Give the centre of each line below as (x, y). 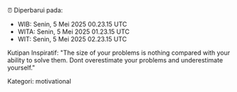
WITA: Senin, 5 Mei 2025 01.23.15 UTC (73, 32)
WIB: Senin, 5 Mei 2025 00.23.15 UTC (72, 24)
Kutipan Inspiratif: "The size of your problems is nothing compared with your (119, 53)
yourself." (21, 67)
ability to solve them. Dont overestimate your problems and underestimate (115, 60)
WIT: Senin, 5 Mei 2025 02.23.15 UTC (72, 39)
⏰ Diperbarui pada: (35, 10)
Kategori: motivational (39, 81)
